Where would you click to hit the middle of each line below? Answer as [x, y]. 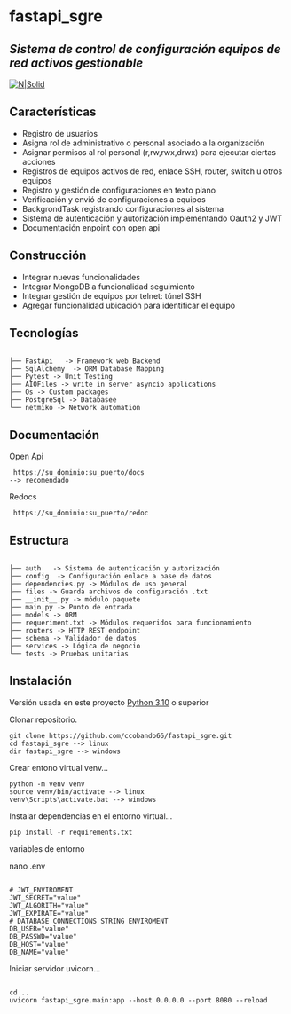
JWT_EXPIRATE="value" [49, 913]
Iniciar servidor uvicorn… [55, 968]
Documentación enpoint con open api [91, 227]
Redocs [23, 497]
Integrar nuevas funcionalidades [81, 277]
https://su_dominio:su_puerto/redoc [81, 513]
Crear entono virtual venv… [59, 767]
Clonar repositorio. [43, 719]
